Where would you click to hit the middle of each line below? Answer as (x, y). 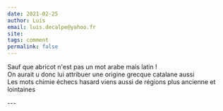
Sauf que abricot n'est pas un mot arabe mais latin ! (82, 67)
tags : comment (28, 40)
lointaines (22, 89)
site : (15, 34)
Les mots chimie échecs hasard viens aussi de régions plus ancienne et (111, 82)
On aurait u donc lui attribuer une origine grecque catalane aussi (101, 74)
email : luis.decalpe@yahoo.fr (52, 27)
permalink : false (33, 47)
